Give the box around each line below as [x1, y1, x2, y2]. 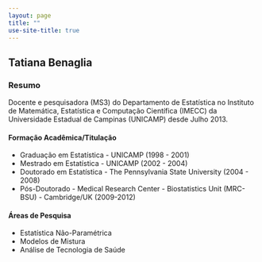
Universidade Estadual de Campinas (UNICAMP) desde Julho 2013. [8, 114, 229, 124]
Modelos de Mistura [19, 237, 86, 246]
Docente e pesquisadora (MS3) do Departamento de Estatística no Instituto [8, 98, 254, 107]
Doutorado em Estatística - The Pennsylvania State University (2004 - [19, 168, 249, 177]
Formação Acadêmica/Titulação [8, 133, 117, 142]
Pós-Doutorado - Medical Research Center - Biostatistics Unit [19, 184, 222, 194]
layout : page [8, 11, 52, 20]
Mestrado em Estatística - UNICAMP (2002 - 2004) [19, 159, 188, 168]
